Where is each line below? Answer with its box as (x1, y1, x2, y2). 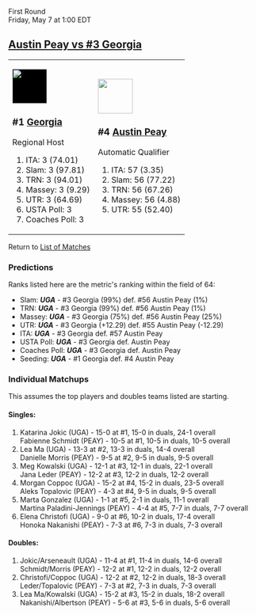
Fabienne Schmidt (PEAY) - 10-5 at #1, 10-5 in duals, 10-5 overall (19, 435, 231, 446)
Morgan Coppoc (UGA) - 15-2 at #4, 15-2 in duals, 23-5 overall (19, 478, 224, 488)
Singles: (8, 409, 36, 419)
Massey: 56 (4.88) (110, 194, 181, 205)
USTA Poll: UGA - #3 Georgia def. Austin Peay (19, 337, 170, 347)
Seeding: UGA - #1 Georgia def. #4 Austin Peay (19, 354, 174, 363)
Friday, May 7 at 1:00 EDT (8, 15, 91, 25)
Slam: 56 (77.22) (110, 174, 176, 185)
